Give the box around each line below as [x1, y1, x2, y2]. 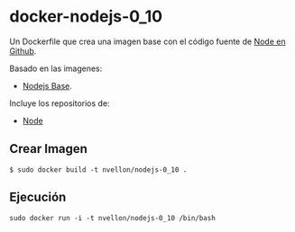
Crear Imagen [9, 141, 88, 156]
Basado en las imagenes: [9, 63, 103, 74]
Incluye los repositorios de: [9, 97, 110, 109]
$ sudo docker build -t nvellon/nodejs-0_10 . [9, 165, 188, 174]
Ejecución [9, 190, 67, 205]
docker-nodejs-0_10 [9, 6, 163, 27]
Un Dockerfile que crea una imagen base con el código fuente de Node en [9, 36, 286, 47]
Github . [9, 45, 37, 56]
